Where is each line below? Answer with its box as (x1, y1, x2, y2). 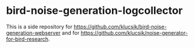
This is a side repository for (6, 23, 73, 30)
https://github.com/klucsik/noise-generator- (80, 29, 188, 36)
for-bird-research (6, 35, 49, 42)
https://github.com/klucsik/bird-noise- (73, 23, 167, 30)
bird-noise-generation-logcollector (6, 4, 183, 17)
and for (61, 29, 80, 36)
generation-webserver (6, 29, 61, 36)
